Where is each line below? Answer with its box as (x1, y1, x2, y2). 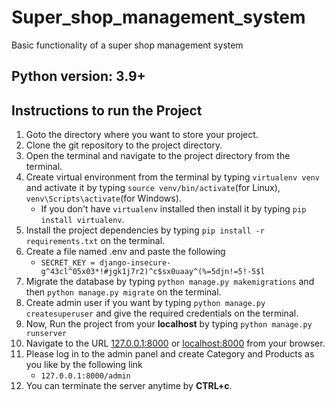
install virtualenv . (40, 214, 125, 226)
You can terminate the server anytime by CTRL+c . (25, 380, 233, 392)
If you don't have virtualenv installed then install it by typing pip (40, 203, 307, 215)
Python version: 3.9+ (11, 68, 146, 85)
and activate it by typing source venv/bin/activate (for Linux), (25, 182, 281, 194)
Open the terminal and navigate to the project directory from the (25, 150, 291, 162)
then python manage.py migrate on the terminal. (25, 286, 222, 298)
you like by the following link (25, 359, 143, 371)
